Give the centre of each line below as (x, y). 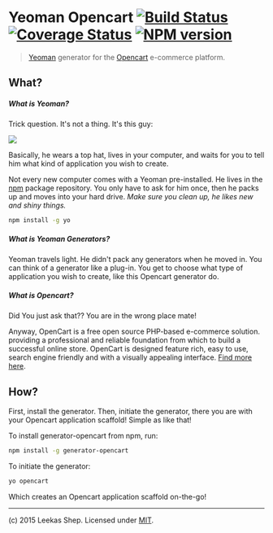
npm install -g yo (39, 221)
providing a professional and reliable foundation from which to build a (125, 340)
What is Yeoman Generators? (59, 238)
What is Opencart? (41, 295)
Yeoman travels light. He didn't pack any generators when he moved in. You (135, 260)
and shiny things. (37, 205)
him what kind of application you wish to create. (89, 164)
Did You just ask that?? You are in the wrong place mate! (103, 316)
